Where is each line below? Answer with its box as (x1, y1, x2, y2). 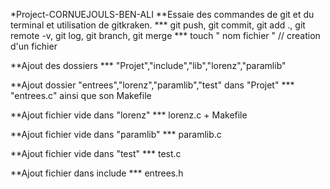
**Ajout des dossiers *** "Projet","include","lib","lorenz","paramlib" (10, 60, 287, 71)
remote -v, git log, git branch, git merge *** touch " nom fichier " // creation (10, 30, 321, 41)
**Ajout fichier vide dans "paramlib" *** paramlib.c (10, 129, 222, 140)
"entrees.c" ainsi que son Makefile (10, 90, 152, 101)
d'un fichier (10, 40, 58, 52)
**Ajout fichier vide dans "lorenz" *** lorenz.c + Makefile (10, 109, 248, 121)
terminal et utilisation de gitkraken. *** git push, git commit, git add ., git (10, 19, 306, 31)
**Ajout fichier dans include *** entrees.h (10, 167, 184, 179)
